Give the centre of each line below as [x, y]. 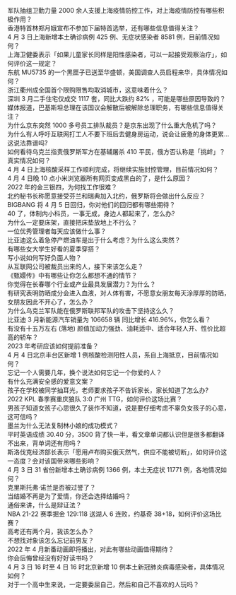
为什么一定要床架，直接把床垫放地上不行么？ [72, 222]
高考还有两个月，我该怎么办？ [51, 531]
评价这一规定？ [35, 63]
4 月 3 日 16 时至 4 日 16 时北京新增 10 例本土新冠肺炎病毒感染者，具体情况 [116, 567]
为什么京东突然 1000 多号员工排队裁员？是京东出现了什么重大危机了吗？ [112, 125]
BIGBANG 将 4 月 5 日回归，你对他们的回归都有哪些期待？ [92, 205]
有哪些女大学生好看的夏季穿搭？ [54, 249]
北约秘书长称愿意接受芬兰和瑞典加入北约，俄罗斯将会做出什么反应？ [106, 196]
